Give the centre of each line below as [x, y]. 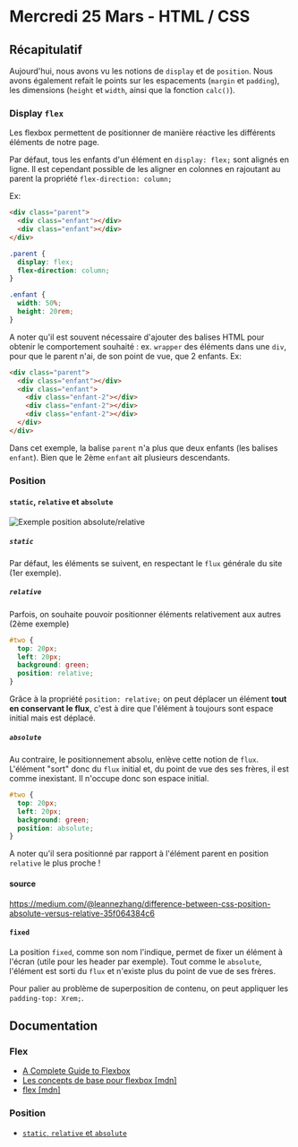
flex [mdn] [41, 1090]
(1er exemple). [35, 573]
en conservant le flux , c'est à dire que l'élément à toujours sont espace [141, 709]
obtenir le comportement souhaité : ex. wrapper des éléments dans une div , [148, 346]
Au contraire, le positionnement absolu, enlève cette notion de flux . [134, 760]
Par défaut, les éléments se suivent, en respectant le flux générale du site [146, 563]
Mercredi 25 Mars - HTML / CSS [130, 17]
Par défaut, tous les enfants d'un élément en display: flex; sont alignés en [149, 160]
